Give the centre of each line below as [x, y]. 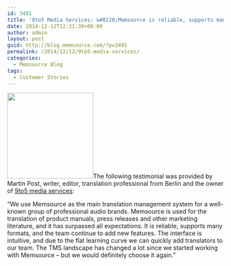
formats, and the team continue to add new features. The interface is [104, 233]
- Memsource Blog [38, 64]
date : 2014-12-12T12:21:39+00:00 [55, 26]
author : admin [27, 33]
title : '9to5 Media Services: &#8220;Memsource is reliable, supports [110, 20]
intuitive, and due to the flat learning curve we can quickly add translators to [115, 241]
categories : [24, 58]
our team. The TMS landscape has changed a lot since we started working [113, 248]
